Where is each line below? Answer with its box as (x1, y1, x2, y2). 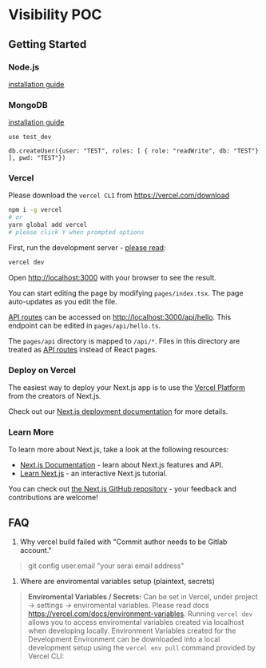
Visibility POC (8, 6, 102, 24)
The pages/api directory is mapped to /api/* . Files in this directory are (8, 336, 240, 345)
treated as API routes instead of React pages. (8, 344, 157, 354)
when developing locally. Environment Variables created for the (27, 626, 236, 636)
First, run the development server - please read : (8, 242, 166, 252)
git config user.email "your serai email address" (27, 561, 185, 571)
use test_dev (8, 133, 52, 141)
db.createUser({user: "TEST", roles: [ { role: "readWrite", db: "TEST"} (8, 147, 260, 155)
